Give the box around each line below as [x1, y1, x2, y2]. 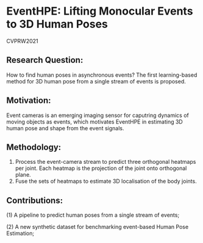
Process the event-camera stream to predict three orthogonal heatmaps [15, 158, 196, 166]
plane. [15, 171, 32, 178]
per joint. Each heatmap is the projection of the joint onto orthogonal [15, 164, 187, 172]
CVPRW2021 [6, 37, 38, 44]
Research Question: [6, 55, 84, 65]
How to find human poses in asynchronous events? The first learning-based [6, 71, 198, 79]
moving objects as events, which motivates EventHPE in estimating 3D [6, 118, 183, 125]
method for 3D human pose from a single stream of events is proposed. [6, 77, 186, 85]
